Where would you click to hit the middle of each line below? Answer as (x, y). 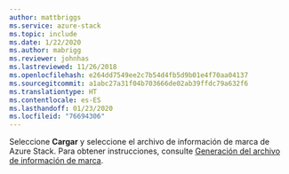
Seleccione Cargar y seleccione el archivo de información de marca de (139, 142)
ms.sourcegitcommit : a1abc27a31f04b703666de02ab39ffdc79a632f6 (129, 83)
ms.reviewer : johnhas (49, 59)
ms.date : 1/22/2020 (45, 42)
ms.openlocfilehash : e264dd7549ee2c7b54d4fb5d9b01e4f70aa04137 (129, 75)
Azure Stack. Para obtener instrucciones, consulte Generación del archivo (145, 151)
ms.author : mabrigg (45, 51)
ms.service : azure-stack (55, 26)
